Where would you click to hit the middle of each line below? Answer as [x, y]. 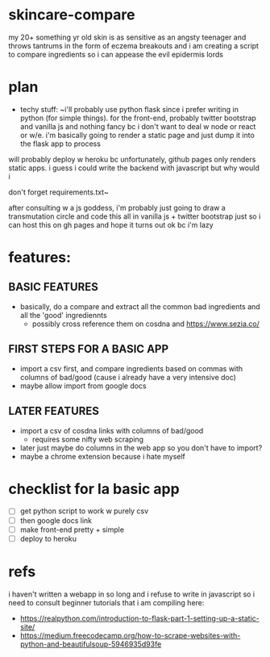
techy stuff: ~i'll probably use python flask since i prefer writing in [129, 109]
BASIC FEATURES [53, 287]
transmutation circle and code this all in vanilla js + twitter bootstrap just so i [135, 216]
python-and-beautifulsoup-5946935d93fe [91, 644]
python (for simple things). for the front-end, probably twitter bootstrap [138, 118]
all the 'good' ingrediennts [63, 315]
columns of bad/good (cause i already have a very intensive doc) [128, 377]
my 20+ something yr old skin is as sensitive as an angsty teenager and [127, 37]
